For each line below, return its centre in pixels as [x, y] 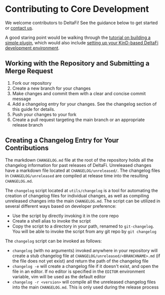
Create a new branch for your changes [51, 88]
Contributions [27, 148]
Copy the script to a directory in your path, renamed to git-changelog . [83, 226]
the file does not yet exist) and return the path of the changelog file [80, 261]
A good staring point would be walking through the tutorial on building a [78, 37]
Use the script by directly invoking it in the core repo [66, 216]
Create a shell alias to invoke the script [51, 221]
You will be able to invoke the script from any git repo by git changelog [84, 231]
